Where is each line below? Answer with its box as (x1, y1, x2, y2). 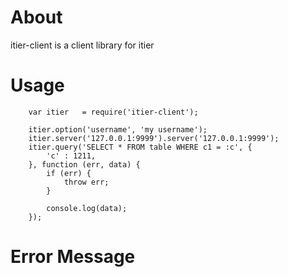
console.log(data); (46, 203, 128, 213)
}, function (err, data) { (28, 159, 141, 170)
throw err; (63, 177, 110, 187)
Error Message (10, 246, 136, 268)
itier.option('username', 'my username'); (28, 124, 208, 135)
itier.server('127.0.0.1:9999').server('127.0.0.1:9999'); (28, 133, 280, 143)
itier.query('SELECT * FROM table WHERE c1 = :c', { (28, 142, 253, 152)
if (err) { (46, 168, 92, 178)
